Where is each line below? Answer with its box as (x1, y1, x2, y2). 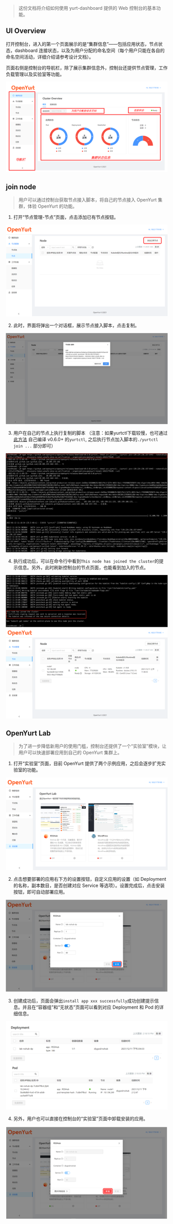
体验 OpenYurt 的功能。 (27, 203, 78, 210)
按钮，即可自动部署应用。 (13, 888, 68, 895)
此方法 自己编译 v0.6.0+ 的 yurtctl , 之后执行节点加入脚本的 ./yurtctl (13, 436, 159, 442)
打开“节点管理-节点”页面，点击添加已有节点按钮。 (13, 214, 119, 220)
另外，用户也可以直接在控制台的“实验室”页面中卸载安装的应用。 (13, 1115, 148, 1122)
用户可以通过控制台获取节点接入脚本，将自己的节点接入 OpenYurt (18, 197, 157, 203)
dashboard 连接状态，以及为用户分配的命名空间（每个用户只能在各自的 (14, 47, 165, 53)
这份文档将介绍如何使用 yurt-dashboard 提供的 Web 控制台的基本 (18, 5, 157, 11)
